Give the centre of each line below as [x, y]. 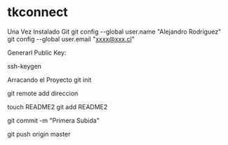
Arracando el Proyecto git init [49, 80]
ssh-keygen [25, 66]
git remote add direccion [43, 93]
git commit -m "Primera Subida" [53, 120]
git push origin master [39, 134]
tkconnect [38, 12]
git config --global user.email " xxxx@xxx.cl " [71, 39]
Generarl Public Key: [37, 53]
